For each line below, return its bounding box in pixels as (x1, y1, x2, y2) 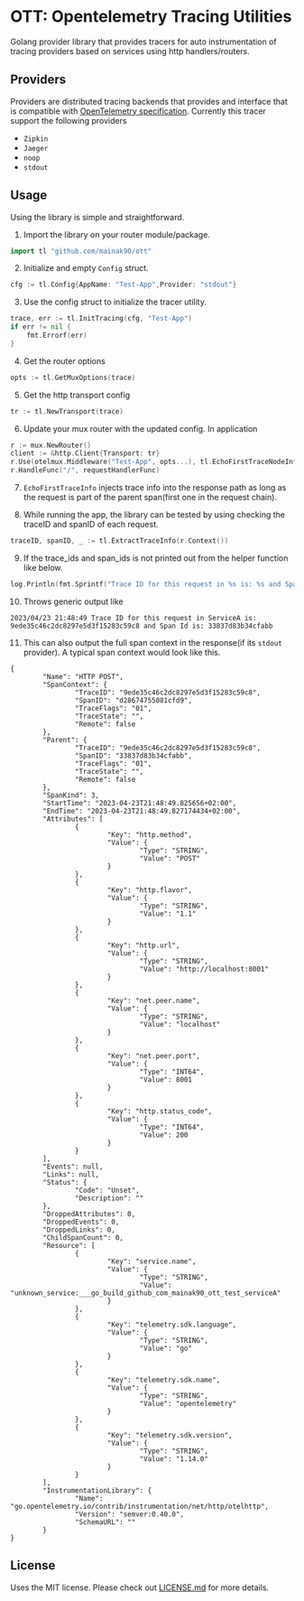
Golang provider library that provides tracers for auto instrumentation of (10, 36, 278, 47)
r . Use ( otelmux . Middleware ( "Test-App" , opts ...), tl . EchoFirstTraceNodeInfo (10, 458, 301, 467)
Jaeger (23, 144, 49, 153)
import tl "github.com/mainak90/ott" (10, 247, 152, 256)
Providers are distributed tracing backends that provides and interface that (10, 96, 288, 107)
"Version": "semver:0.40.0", (74, 1510, 184, 1519)
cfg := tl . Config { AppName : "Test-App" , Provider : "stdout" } (10, 280, 237, 290)
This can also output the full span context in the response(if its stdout (23, 637, 282, 647)
